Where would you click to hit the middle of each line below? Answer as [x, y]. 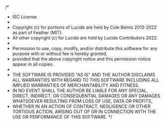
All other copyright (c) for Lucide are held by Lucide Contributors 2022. [85, 38]
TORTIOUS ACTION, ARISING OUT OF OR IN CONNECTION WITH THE [84, 112]
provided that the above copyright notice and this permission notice [82, 59]
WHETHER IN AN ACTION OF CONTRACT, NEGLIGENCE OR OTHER [82, 106]
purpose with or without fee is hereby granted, [60, 54]
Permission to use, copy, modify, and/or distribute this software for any [85, 48]
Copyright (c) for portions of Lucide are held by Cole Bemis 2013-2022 [84, 27]
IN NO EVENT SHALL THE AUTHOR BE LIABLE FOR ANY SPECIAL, [80, 91]
